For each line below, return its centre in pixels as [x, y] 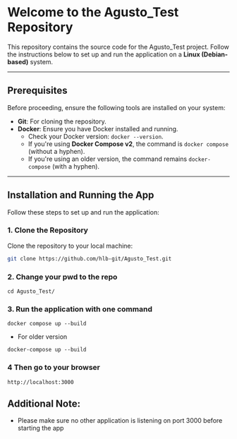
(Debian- [214, 54]
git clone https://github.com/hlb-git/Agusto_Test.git [90, 258]
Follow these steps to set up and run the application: [84, 212]
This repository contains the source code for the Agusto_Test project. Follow [118, 47]
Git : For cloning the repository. [62, 121]
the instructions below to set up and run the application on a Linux [104, 54]
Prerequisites [37, 91]
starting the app [41, 428]
